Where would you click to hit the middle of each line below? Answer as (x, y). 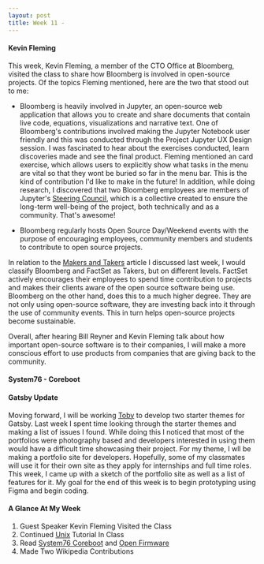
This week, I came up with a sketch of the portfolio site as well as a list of (127, 473)
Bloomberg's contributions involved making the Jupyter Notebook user (135, 131)
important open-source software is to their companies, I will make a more (127, 345)
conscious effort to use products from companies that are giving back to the (132, 353)
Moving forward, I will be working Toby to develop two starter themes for (126, 415)
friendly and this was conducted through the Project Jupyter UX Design (136, 140)
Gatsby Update (33, 397)
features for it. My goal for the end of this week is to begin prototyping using (132, 482)
